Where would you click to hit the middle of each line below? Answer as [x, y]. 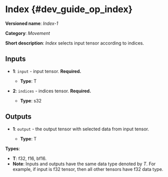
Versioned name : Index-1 [32, 23]
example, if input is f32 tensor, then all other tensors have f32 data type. [88, 169]
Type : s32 [31, 100]
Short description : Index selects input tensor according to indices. [75, 43]
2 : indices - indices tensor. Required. [52, 91]
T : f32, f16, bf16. [30, 158]
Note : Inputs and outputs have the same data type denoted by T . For [84, 164]
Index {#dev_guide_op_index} [69, 9]
